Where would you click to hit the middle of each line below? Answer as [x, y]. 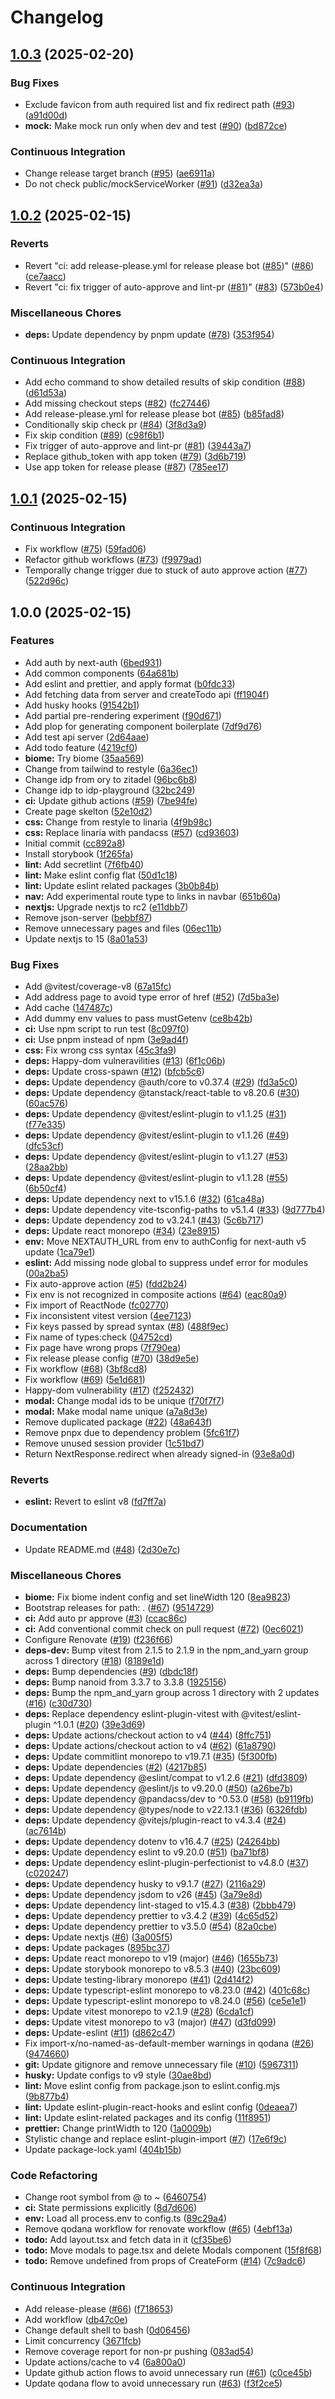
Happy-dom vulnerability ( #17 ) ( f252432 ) [109, 1390]
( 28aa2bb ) [46, 1167]
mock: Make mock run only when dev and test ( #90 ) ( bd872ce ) [156, 125]
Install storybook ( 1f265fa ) [79, 853]
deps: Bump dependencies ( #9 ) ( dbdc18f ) [111, 1672]
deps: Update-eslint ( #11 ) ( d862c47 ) [100, 2033]
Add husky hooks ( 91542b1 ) [82, 705]
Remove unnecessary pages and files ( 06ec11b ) [123, 928]
